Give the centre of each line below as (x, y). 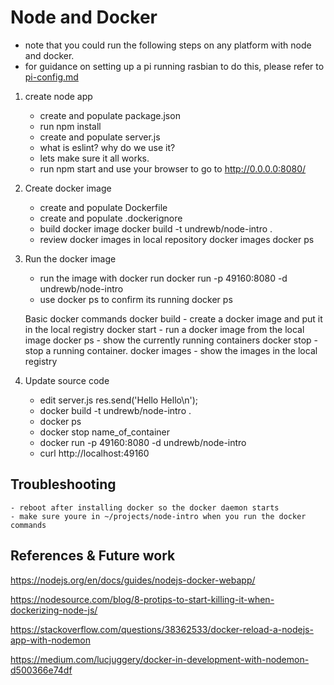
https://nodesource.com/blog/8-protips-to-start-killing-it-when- (142, 599)
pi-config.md (51, 77)
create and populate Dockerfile (103, 207)
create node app (58, 96)
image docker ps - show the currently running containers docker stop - (171, 340)
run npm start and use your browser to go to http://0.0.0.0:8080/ (173, 168)
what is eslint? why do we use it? (107, 147)
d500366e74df (41, 670)
